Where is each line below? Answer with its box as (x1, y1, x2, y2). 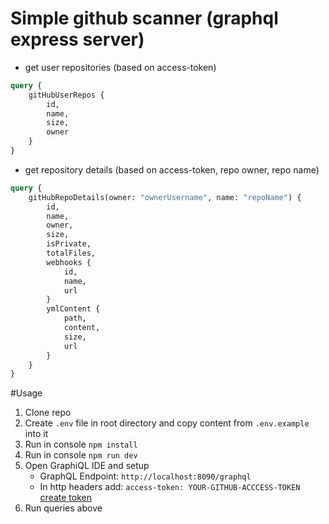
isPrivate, (46, 239, 92, 249)
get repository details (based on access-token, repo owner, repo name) (24, 163, 320, 176)
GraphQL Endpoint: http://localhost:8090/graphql (39, 470, 252, 482)
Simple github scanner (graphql (10, 7, 279, 30)
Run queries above (24, 502, 103, 514)
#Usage (10, 387, 43, 399)
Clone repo (24, 407, 72, 419)
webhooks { (46, 257, 92, 267)
